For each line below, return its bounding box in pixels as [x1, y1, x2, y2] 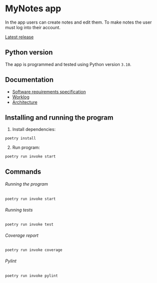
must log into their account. [5, 24, 61, 30]
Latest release [5, 34, 34, 40]
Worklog [12, 94, 29, 100]
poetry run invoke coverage [5, 248, 63, 252]
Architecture [12, 99, 38, 105]
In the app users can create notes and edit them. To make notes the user [5, 19, 152, 25]
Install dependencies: [12, 126, 56, 132]
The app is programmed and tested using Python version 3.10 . [5, 61, 131, 67]
